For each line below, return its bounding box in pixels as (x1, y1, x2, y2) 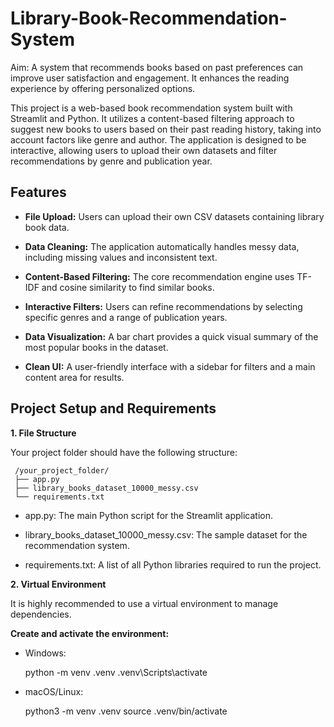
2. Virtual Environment (10, 578, 107, 590)
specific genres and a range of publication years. (24, 311, 228, 323)
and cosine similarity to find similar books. (41, 281, 215, 293)
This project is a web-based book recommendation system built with (10, 102, 293, 114)
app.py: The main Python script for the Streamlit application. (24, 509, 273, 521)
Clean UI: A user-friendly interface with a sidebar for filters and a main (24, 360, 316, 372)
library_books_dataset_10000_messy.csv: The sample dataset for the (24, 528, 308, 541)
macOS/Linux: (24, 685, 84, 697)
